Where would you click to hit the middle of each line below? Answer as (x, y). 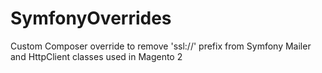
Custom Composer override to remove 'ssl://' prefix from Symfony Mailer (161, 46)
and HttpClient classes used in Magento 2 (96, 56)
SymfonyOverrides (91, 18)
